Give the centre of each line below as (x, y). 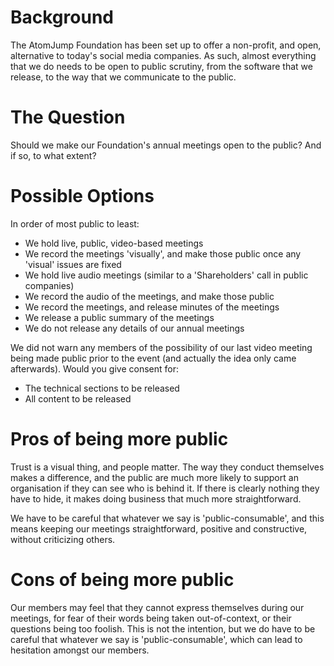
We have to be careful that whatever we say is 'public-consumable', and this (167, 518)
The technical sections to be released (102, 388)
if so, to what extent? (53, 155)
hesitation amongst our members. (80, 650)
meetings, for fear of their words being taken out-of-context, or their (151, 618)
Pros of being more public (119, 439)
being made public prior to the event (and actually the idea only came (153, 358)
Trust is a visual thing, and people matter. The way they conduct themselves (167, 467)
